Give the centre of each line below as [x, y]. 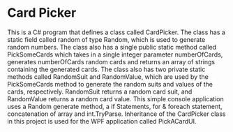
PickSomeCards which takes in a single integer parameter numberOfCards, [115, 54]
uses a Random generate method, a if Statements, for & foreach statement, [115, 106]
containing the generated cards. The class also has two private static [106, 69]
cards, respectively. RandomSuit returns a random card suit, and [100, 91]
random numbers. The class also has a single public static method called [112, 47]
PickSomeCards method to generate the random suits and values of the [110, 84]
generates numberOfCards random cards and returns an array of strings [111, 61]
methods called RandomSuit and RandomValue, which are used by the [108, 76]
